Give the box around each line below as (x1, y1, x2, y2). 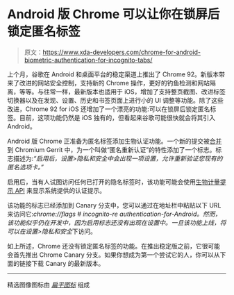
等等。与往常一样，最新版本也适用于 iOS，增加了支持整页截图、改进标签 (19, 87, 226, 96)
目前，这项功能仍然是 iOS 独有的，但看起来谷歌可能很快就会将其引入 (19, 113, 215, 121)
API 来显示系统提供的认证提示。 (15, 186, 106, 194)
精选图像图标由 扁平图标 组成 (7, 280, 90, 289)
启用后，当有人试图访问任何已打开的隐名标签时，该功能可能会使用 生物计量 (7, 178, 220, 186)
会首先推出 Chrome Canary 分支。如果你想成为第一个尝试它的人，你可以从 (7, 251, 220, 259)
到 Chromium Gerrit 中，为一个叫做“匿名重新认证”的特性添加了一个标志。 (7, 145, 216, 153)
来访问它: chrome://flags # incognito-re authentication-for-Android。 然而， (7, 210, 222, 218)
